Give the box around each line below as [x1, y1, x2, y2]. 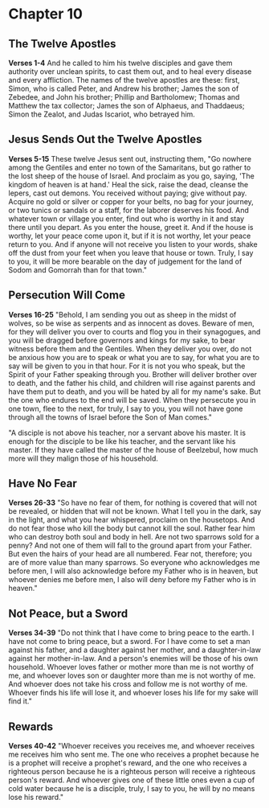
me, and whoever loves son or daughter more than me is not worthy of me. [8, 671, 256, 680]
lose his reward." [8, 793, 64, 802]
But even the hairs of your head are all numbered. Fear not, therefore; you [8, 549, 253, 559]
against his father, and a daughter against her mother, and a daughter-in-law [8, 645, 262, 655]
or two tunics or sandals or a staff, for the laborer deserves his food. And [8, 205, 249, 215]
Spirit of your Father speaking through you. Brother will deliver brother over [8, 369, 258, 379]
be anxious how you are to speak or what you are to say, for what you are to [8, 352, 259, 362]
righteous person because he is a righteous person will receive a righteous [8, 767, 256, 777]
